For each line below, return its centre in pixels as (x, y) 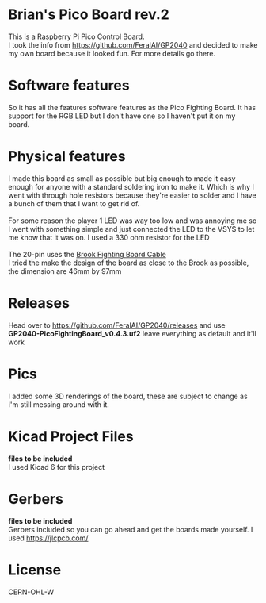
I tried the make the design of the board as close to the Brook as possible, (129, 263)
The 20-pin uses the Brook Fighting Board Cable (87, 254)
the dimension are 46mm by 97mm (65, 271)
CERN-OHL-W (31, 592)
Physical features (67, 157)
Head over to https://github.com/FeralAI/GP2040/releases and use (117, 325)
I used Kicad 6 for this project (57, 467)
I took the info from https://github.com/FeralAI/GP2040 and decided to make (133, 44)
